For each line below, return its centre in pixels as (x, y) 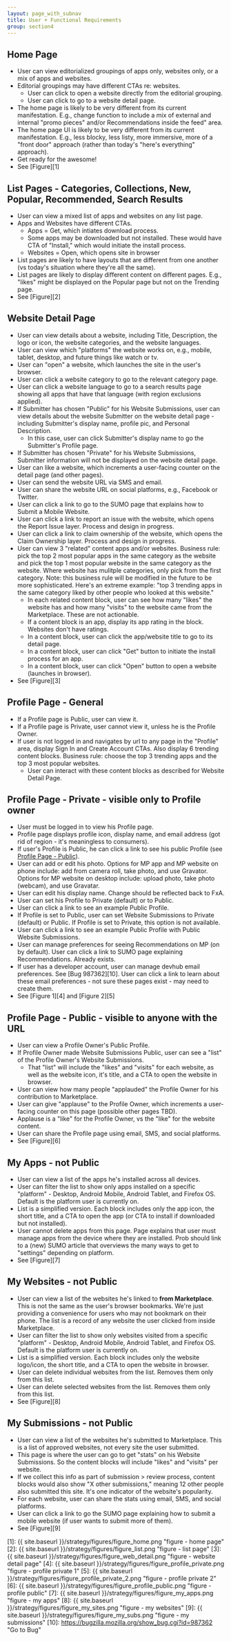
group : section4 (30, 26)
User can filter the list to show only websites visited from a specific (112, 1335)
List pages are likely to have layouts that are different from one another (118, 260)
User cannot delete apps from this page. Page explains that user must (116, 1231)
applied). (30, 401)
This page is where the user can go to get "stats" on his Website (109, 1454)
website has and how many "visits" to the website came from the (120, 607)
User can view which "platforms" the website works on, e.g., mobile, (114, 349)
